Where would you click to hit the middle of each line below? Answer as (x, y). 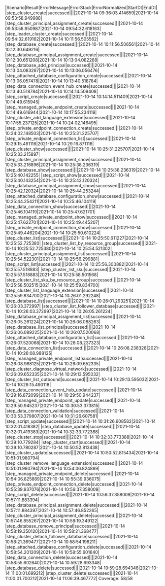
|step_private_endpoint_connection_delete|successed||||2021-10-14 (74, 484)
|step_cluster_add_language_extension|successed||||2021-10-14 (70, 118)
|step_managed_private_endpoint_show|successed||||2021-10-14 (71, 217)
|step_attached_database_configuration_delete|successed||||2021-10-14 (78, 547)
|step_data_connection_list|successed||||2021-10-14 (58, 348)
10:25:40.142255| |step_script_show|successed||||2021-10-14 (67, 175)
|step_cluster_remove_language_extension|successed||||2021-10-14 (74, 463)
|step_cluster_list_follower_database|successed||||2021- (99, 306)
